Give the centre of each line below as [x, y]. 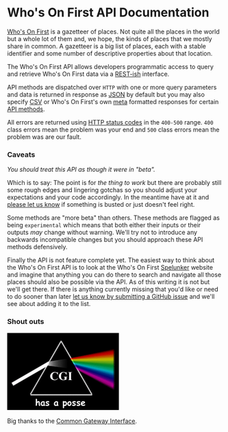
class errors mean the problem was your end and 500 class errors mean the [114, 129]
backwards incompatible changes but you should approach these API [105, 240]
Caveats [21, 154]
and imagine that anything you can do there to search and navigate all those [114, 275]
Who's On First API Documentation [108, 13]
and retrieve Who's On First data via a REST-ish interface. [88, 74]
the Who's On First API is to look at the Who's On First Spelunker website [110, 268]
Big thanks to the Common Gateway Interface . [72, 421]
